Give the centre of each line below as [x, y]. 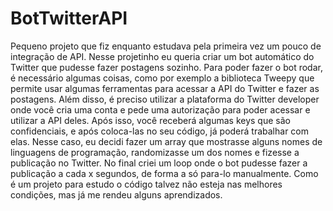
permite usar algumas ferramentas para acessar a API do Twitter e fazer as [165, 88]
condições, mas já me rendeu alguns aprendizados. [116, 194]
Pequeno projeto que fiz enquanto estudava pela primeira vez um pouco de [166, 46]
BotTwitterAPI [69, 18]
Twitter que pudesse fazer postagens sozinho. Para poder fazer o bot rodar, [166, 67]
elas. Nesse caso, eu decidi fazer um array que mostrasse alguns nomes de [166, 141]
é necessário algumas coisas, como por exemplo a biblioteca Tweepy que [162, 78]
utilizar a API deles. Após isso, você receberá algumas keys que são [150, 120]
